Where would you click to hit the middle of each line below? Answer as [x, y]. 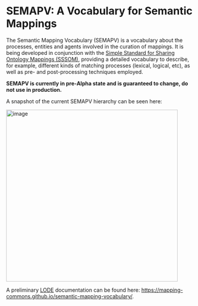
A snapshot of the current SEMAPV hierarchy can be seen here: [84, 101]
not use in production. [34, 89]
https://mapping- [162, 290]
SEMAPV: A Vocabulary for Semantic [100, 11]
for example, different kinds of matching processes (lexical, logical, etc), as [98, 65]
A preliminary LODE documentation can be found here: [73, 290]
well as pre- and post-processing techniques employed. [75, 72]
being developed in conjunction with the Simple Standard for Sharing [91, 52]
